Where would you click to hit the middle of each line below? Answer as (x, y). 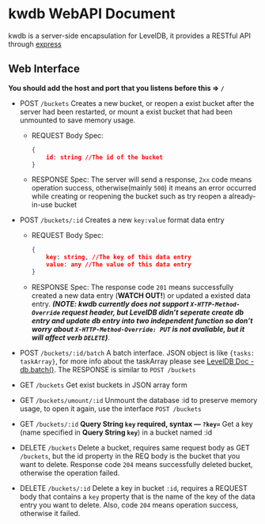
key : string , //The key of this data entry (119, 258)
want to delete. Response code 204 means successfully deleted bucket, (136, 464)
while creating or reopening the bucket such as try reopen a (129, 196)
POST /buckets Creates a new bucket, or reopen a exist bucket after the (137, 103)
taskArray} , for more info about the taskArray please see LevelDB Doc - (137, 361)
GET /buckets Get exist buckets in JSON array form (103, 385)
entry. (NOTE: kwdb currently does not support (110, 303)
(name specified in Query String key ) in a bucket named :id (115, 432)
